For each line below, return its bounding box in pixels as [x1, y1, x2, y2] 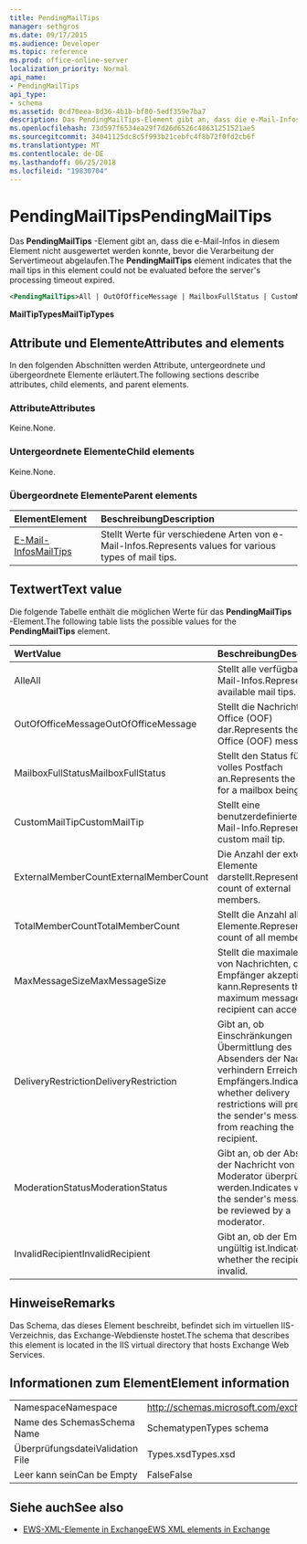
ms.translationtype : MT [9, 141, 101, 150]
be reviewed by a [217, 1203, 291, 1216]
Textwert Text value [9, 582, 122, 598]
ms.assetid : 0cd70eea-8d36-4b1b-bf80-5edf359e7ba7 [9, 107, 206, 116]
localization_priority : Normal [9, 65, 129, 74]
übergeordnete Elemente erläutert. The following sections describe [9, 369, 259, 380]
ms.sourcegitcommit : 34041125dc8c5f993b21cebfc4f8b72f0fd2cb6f [9, 132, 256, 142]
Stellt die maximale [217, 946, 299, 958]
